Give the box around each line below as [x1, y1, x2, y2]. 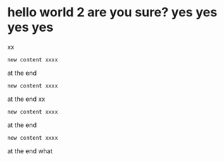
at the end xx [7, 95, 46, 103]
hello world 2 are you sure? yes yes [7, 4, 218, 20]
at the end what [7, 146, 53, 155]
